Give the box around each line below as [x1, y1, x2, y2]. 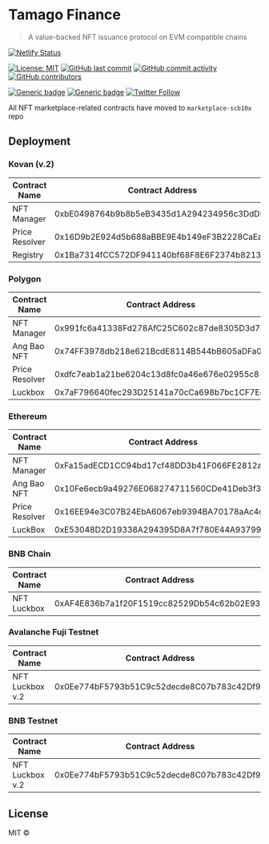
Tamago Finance [8, 6, 122, 24]
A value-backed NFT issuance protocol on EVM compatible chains [27, 32, 247, 42]
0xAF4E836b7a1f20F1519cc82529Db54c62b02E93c [54, 598, 266, 609]
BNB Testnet [8, 715, 58, 726]
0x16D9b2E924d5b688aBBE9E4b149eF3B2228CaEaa [54, 231, 267, 242]
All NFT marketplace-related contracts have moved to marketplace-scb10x [8, 103, 252, 112]
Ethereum [8, 411, 48, 422]
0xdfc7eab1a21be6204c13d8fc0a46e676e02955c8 [54, 368, 259, 379]
